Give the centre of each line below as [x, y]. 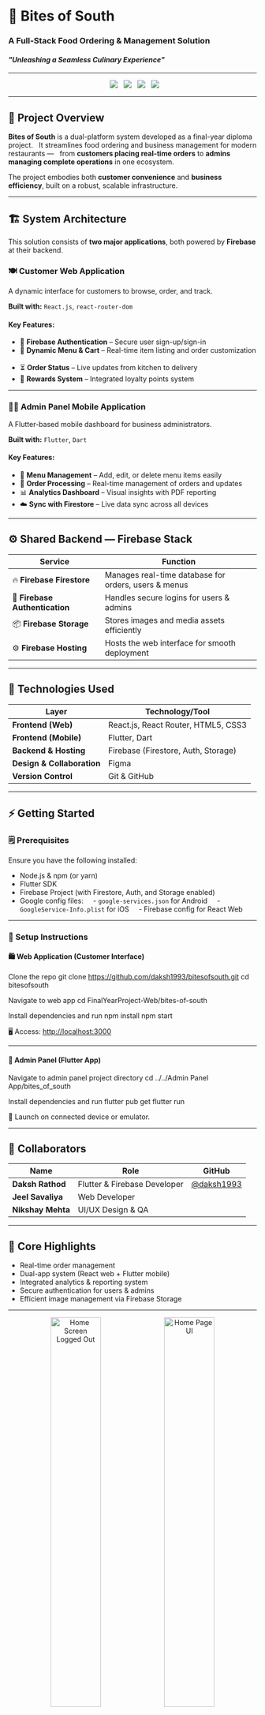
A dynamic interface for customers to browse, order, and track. [110, 291]
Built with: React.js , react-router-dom [71, 306]
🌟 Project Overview [56, 118]
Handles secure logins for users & [167, 597]
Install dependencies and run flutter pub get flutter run [97, 1101]
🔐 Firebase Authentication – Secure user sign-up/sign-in [113, 342]
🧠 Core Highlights [52, 1246]
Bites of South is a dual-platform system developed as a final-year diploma [130, 137]
